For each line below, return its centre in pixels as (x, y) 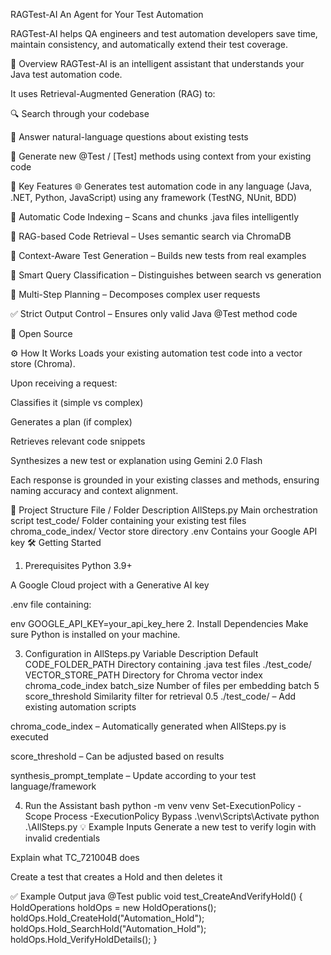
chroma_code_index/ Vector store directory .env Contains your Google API (164, 531)
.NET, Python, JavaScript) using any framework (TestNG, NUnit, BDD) (153, 197)
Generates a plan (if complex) (71, 422)
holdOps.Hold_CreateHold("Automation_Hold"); (107, 918)
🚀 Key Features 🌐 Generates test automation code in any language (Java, (161, 186)
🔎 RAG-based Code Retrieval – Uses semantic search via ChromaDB (151, 236)
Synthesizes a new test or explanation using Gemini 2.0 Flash (136, 460)
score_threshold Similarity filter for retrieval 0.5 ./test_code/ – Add (160, 696)
